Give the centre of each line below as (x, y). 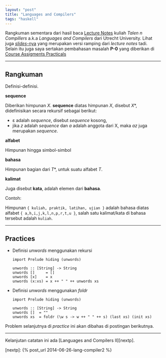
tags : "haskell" (22, 19)
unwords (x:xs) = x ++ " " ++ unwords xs (55, 281)
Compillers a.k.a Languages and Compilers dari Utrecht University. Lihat (79, 38)
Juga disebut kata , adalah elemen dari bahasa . (53, 188)
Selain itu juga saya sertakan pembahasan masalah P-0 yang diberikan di (80, 49)
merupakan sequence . (35, 131)
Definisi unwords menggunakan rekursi (52, 250)
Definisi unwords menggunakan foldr (50, 290)
